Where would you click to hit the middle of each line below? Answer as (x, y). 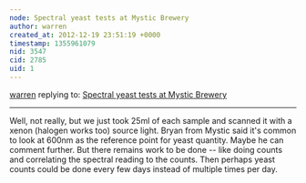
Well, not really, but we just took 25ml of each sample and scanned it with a (151, 120)
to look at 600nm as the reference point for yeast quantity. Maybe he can (147, 140)
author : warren (38, 26)
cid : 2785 (28, 60)
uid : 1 (22, 69)
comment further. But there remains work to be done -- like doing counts (146, 149)
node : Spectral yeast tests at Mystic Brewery (99, 18)
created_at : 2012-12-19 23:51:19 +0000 (85, 35)
